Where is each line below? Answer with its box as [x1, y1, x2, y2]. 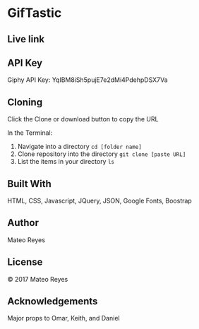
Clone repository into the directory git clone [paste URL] [17, 150, 186, 158]
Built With [7, 178, 52, 190]
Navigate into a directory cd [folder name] [17, 143, 143, 151]
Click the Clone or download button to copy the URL [7, 115, 159, 124]
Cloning [7, 96, 43, 108]
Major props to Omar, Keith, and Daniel [7, 314, 120, 323]
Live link [7, 33, 44, 45]
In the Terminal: [7, 128, 53, 137]
